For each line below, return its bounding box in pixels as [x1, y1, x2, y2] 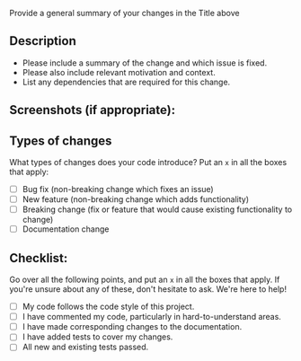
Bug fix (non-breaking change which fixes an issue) [22, 184, 214, 195]
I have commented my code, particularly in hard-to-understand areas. [22, 312, 281, 322]
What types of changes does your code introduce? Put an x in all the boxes [9, 157, 288, 168]
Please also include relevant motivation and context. [22, 66, 216, 77]
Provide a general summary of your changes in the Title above [9, 8, 240, 18]
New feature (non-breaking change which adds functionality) [22, 194, 250, 205]
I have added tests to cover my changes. [22, 331, 173, 342]
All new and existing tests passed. [22, 341, 149, 353]
